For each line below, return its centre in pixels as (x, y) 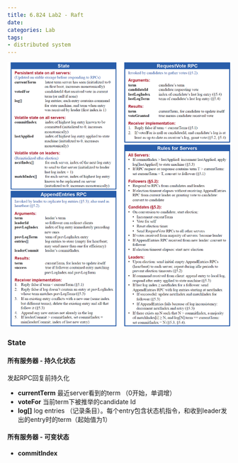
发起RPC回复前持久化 (39, 378)
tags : (15, 38)
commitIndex (38, 453)
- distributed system (39, 45)
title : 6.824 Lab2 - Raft (45, 15)
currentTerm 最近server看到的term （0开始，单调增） (96, 393)
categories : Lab (31, 30)
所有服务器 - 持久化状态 (41, 360)
